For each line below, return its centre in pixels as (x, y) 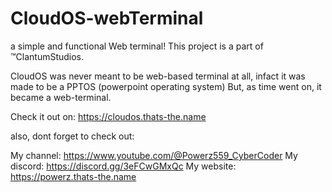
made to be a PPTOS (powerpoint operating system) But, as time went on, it (166, 86)
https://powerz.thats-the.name (73, 176)
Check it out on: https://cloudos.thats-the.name (108, 116)
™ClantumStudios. (47, 56)
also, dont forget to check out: (72, 136)
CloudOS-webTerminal (107, 18)
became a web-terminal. (61, 97)
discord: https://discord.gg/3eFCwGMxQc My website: (123, 166)
